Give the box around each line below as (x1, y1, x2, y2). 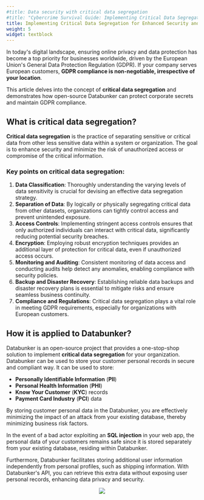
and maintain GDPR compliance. (6, 99, 87, 107)
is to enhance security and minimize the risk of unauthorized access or (6, 146, 184, 153)
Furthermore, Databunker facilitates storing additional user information (6, 456, 183, 463)
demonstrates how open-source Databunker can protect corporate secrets (6, 93, 194, 100)
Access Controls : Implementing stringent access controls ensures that (15, 220, 193, 227)
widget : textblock (6, 32, 53, 38)
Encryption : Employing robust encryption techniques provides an (15, 239, 179, 247)
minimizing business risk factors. (6, 420, 89, 427)
